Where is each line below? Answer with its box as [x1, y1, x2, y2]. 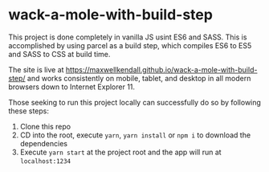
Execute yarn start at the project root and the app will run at [19, 147, 222, 157]
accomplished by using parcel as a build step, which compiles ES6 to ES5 [8, 40, 252, 50]
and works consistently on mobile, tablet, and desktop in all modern [26, 73, 251, 83]
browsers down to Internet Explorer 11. [8, 82, 135, 92]
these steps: [8, 106, 50, 116]
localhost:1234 [19, 157, 71, 166]
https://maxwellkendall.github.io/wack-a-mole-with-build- [65, 64, 258, 74]
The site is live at [8, 64, 64, 74]
